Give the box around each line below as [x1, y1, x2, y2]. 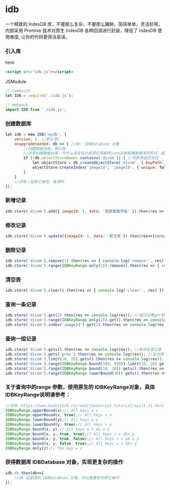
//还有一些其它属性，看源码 [14, 179, 64, 184]
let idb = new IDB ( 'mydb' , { [5, 132, 67, 137]
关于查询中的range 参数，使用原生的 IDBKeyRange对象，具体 [5, 384, 155, 391]
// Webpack [5, 102, 28, 107]
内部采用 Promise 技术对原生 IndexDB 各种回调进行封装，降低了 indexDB [5, 27, 157, 34]
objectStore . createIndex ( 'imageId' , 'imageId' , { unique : [32, 165, 157, 170]
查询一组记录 [5, 335, 37, 342]
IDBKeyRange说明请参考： [5, 391, 71, 399]
